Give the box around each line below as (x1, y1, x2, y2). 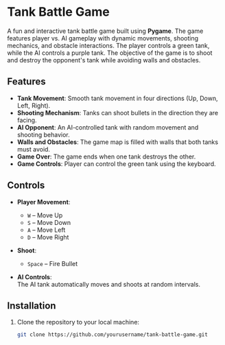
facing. (16, 116, 37, 124)
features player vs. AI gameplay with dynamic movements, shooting (7, 34, 199, 42)
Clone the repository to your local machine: (16, 318, 139, 326)
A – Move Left (27, 226, 66, 234)
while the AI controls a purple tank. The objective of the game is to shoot (7, 49, 213, 57)
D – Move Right (27, 233, 69, 241)
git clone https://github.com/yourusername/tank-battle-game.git (16, 331, 208, 338)
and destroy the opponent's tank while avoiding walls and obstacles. (7, 56, 201, 64)
